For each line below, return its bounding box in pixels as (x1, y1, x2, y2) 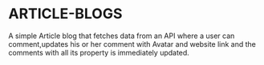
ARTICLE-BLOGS (8, 5, 123, 23)
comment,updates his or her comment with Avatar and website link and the (8, 39, 257, 48)
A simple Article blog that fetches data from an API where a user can (8, 31, 235, 40)
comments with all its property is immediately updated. (8, 48, 190, 57)
